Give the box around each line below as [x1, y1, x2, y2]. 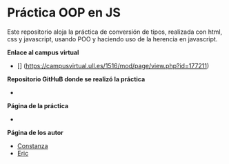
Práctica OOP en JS [7, 5, 121, 21]
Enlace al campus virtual [7, 48, 79, 57]
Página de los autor [7, 128, 63, 136]
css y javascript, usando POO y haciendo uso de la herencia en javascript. [7, 34, 218, 43]
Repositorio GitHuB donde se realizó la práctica [7, 74, 146, 83]
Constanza [17, 141, 48, 150]
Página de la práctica [7, 101, 69, 110]
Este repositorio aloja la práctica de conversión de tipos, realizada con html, [7, 28, 223, 36]
